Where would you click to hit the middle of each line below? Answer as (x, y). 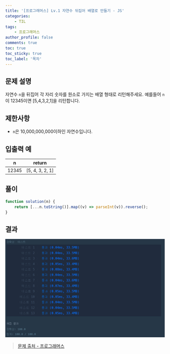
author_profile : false (29, 38)
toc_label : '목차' (24, 59)
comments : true (21, 43)
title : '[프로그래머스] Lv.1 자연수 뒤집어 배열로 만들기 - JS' (65, 11)
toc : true (16, 48)
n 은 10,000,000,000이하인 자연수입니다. (52, 131)
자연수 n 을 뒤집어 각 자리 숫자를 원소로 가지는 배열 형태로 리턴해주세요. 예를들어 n (85, 94)
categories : (18, 16)
